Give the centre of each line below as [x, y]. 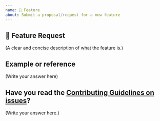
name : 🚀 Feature [23, 10]
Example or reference [41, 64]
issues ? [18, 100]
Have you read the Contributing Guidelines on [80, 93]
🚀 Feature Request [35, 36]
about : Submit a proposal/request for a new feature [63, 15]
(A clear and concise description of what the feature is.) [64, 48]
